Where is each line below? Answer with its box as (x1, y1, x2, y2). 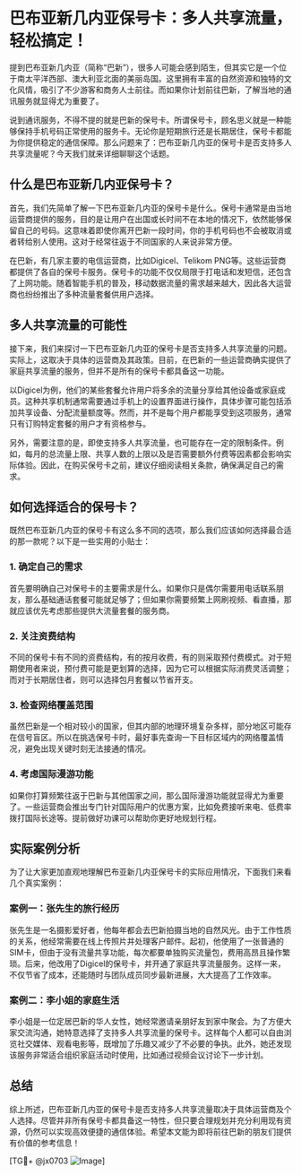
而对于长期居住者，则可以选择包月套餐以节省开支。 (9, 674, 198, 685)
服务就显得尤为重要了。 (16, 95, 104, 106)
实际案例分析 (9, 841, 81, 856)
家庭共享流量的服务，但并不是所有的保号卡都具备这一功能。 (9, 365, 229, 376)
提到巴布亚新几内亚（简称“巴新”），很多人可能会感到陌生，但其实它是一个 (9, 62, 279, 73)
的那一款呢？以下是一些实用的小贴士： (9, 536, 150, 547)
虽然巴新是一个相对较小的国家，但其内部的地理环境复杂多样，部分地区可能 (9, 721, 284, 731)
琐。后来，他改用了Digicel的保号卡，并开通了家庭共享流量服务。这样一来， (9, 958, 287, 969)
